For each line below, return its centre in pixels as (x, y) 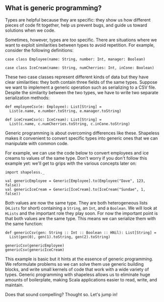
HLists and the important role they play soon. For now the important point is (82, 213)
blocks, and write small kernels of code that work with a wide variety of (77, 269)
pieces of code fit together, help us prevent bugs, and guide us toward (76, 25)
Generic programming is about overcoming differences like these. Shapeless (82, 133)
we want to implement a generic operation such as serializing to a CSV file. (81, 87)
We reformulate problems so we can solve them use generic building (74, 264)
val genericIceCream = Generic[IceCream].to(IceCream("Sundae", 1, (75, 189)
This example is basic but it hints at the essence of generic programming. (79, 259)
